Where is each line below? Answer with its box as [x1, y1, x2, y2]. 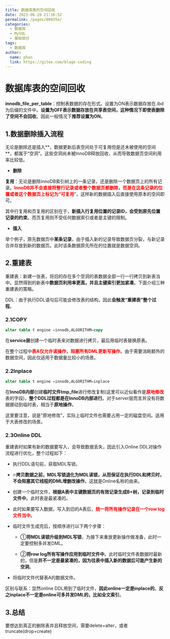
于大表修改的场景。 [5, 419, 46, 425]
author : [5, 50, 22, 55]
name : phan [10, 54, 33, 60]
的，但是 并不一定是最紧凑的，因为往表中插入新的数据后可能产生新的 [20, 557, 162, 564]
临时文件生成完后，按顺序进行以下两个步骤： [12, 523, 106, 529]
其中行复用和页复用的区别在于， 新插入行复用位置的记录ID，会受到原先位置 [5, 208, 161, 214]
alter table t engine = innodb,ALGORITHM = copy [5, 328, 103, 333]
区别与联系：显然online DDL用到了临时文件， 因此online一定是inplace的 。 [5, 585, 159, 592]
